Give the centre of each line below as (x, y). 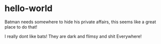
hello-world (29, 8)
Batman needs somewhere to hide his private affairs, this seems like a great (80, 22)
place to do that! (21, 27)
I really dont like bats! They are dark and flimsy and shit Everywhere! (73, 36)
